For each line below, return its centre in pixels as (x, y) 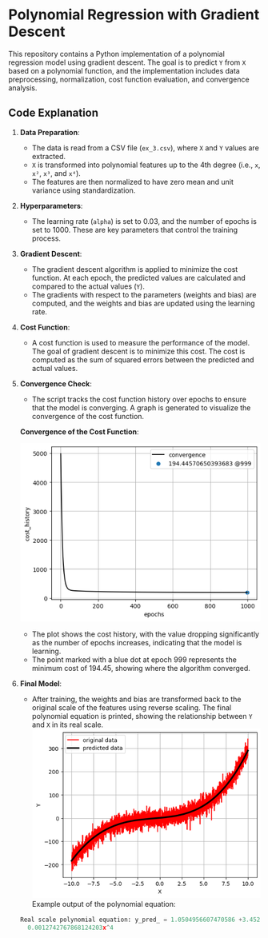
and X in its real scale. (68, 724)
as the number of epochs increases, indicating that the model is (137, 643)
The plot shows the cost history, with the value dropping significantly (146, 634)
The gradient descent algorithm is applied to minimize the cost (135, 269)
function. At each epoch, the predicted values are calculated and (138, 277)
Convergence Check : (56, 383)
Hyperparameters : (51, 206)
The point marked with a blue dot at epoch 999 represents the (134, 660)
